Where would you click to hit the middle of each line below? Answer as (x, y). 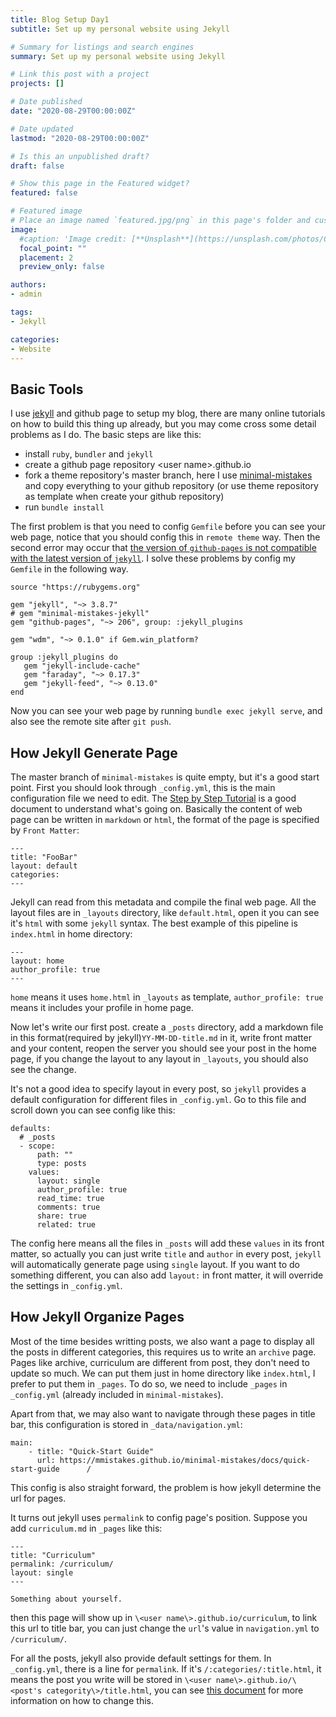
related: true (66, 1225)
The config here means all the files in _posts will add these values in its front (167, 1243)
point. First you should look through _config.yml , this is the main (143, 787)
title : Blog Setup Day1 (60, 19)
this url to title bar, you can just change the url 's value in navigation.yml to (165, 1628)
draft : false (37, 166)
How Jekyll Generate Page (94, 752)
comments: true (68, 1207)
